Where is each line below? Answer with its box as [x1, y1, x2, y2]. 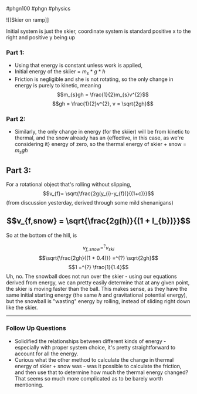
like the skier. [6, 304, 38, 311]
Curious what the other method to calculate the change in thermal [14, 356, 174, 363]
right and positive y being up [6, 34, 75, 40]
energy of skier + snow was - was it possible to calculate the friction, [14, 362, 182, 369]
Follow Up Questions [6, 324, 66, 332]
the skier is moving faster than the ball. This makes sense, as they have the [6, 286, 188, 293]
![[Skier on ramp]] [6, 16, 49, 23]
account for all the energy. [14, 350, 79, 357]
